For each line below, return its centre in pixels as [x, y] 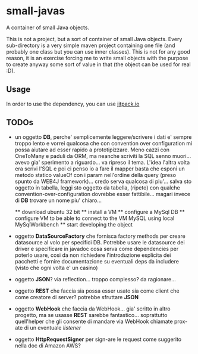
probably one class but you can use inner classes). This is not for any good [98, 51]
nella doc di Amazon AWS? [48, 345]
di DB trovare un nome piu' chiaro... [58, 200]
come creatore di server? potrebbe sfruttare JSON [76, 297]
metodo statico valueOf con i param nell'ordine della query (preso [95, 175]
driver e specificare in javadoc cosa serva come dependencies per [97, 249]
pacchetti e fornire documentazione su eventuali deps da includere [97, 261]
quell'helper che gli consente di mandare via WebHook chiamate [94, 321]
